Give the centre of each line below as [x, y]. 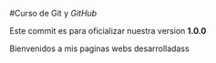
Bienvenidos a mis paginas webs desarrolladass [99, 48]
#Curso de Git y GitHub [53, 13]
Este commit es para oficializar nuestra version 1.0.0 [108, 31]
